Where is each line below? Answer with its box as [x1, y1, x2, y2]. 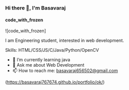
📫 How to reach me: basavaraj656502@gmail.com [12, 68, 118, 74]
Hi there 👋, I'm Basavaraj [5, 4, 66, 11]
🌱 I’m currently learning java [12, 57, 70, 63]
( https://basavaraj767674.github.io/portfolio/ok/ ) [5, 79, 105, 85]
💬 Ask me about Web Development [12, 62, 84, 68]
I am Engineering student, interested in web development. [5, 37, 124, 44]
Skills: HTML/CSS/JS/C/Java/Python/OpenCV [5, 47, 99, 53]
